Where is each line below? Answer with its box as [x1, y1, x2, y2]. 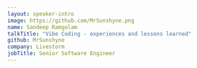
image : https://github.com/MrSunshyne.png [7, 17, 135, 24]
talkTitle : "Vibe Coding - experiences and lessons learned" [7, 30, 192, 38]
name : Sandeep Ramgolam [7, 23, 78, 30]
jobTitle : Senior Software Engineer [7, 50, 116, 57]
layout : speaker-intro [7, 10, 74, 18]
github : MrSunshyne [7, 37, 65, 44]
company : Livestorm [7, 43, 65, 50]
